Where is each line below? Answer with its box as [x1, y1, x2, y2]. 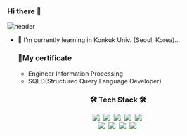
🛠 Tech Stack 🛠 [89, 95, 147, 104]
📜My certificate [17, 53, 72, 63]
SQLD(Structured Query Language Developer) [27, 76, 162, 85]
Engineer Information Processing [27, 69, 124, 78]
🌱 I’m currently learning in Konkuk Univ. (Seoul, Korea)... [17, 36, 181, 44]
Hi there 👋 [7, 6, 42, 16]
